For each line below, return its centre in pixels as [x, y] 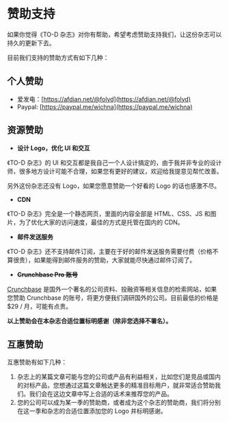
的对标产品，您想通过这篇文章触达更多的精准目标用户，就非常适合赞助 [116, 386]
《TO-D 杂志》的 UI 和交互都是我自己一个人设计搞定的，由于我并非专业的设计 [114, 163]
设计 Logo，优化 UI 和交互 [53, 148]
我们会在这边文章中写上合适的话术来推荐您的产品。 [101, 394]
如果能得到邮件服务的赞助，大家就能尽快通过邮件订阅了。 [115, 260]
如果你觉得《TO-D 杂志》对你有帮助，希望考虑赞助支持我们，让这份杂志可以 [114, 34]
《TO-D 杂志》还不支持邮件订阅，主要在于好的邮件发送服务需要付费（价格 [110, 251]
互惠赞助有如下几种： [37, 362]
